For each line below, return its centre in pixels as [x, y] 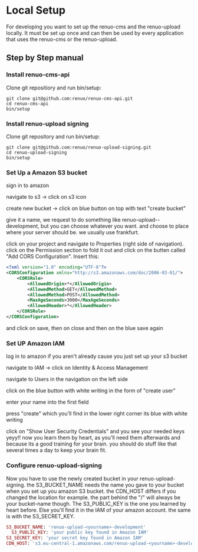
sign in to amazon [28, 185]
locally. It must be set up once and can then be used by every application [95, 33]
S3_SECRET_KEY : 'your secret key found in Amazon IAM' [75, 538]
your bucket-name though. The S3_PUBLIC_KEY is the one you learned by [96, 503]
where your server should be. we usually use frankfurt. [73, 233]
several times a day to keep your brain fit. [56, 450]
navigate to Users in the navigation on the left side [67, 379]
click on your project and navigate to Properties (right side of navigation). [95, 244]
